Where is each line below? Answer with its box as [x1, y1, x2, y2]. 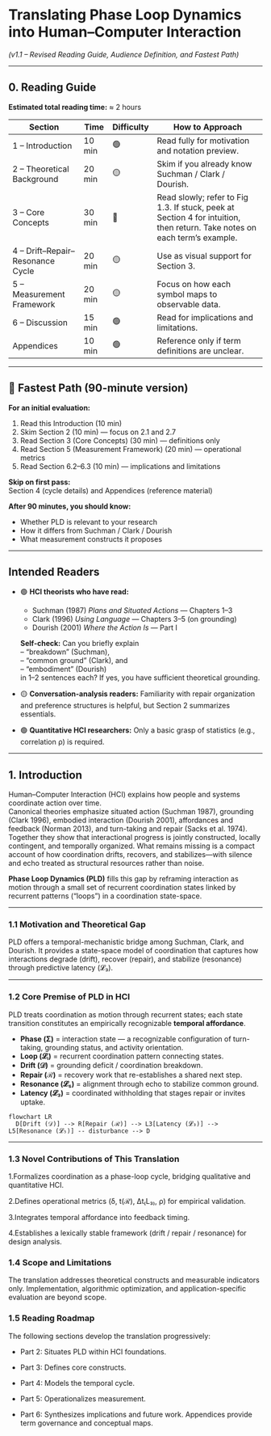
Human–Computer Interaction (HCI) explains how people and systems [8, 790, 240, 800]
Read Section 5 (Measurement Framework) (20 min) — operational [19, 444, 242, 454]
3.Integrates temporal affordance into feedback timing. [8, 1213, 190, 1223]
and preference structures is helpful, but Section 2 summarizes [19, 701, 231, 711]
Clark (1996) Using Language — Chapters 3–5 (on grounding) [31, 615, 237, 624]
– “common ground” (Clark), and [19, 656, 128, 665]
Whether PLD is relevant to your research [19, 517, 158, 526]
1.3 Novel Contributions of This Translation [8, 1153, 180, 1164]
